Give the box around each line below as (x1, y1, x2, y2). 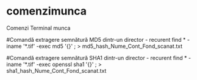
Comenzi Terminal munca (6, 24, 71, 32)
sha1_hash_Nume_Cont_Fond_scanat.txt (6, 67, 107, 74)
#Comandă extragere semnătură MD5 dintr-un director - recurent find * (6, 36, 186, 43)
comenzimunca (6, 4, 87, 18)
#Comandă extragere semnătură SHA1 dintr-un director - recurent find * (6, 54, 187, 61)
